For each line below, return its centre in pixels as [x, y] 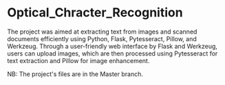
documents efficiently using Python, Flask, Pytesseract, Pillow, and [102, 38]
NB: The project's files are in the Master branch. [75, 74]
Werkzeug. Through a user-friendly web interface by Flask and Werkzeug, [112, 46]
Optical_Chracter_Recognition [95, 13]
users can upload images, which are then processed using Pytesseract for [112, 53]
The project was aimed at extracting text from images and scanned [102, 32]
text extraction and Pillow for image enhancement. [78, 60]
